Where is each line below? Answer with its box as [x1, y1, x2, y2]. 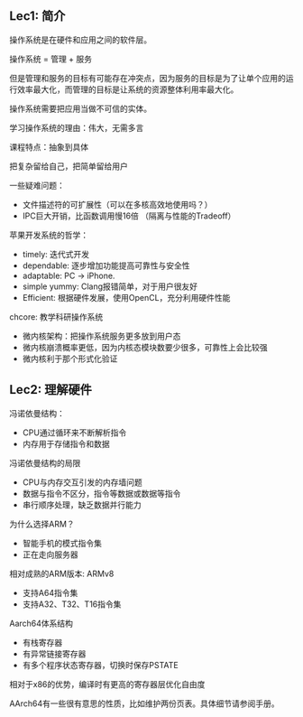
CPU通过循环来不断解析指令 [22, 427, 127, 438]
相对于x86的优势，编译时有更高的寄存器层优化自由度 [9, 678, 206, 689]
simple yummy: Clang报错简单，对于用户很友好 [22, 281, 198, 292]
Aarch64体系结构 [9, 618, 74, 629]
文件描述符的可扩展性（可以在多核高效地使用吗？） [22, 199, 213, 210]
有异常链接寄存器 [22, 648, 87, 659]
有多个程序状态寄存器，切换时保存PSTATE [22, 659, 179, 670]
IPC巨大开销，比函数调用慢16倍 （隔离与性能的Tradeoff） [22, 210, 236, 221]
